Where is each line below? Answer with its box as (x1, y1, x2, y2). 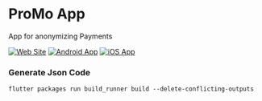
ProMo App (8, 5, 86, 23)
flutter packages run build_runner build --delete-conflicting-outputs (8, 85, 254, 93)
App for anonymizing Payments (8, 31, 113, 41)
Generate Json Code (8, 67, 91, 78)
